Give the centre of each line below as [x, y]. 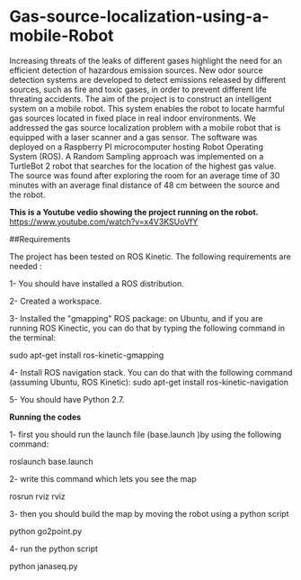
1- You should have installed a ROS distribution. [97, 283]
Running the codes [45, 417]
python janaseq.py [44, 566]
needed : [26, 266]
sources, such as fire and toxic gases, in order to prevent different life [138, 89]
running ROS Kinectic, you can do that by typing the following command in [147, 328]
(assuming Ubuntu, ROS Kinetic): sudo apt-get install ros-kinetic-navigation [149, 382]
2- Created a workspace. [56, 301]
